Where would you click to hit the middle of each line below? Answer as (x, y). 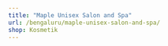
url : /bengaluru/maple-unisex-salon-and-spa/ (84, 23)
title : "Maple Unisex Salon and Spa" (70, 15)
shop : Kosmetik (33, 30)
